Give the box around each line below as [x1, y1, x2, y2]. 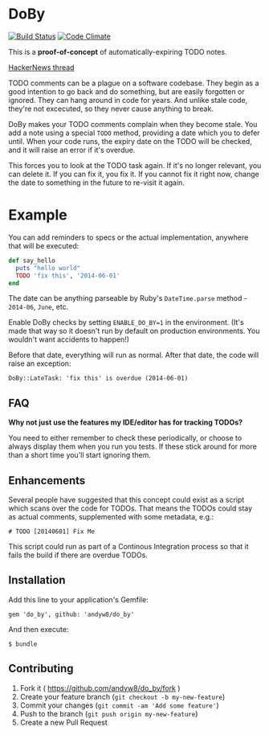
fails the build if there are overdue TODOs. [8, 550, 149, 560]
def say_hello [8, 257, 56, 265]
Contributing [8, 662, 74, 675]
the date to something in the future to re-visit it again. [8, 178, 185, 187]
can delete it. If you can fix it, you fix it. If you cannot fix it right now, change [8, 169, 259, 179]
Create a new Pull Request [19, 717, 108, 727]
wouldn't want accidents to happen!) [8, 335, 130, 344]
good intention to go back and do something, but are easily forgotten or [8, 86, 245, 96]
